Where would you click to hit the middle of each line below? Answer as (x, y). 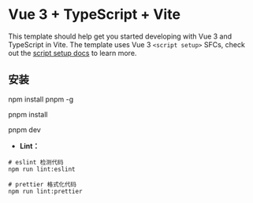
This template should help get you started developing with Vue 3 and (120, 36)
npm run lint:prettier (45, 191)
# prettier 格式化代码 (43, 184)
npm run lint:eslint (42, 169)
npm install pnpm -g (41, 99)
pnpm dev (24, 129)
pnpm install (28, 114)
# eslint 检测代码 (36, 162)
